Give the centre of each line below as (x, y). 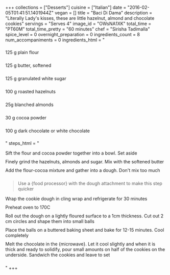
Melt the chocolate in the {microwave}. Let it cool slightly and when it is (80, 244)
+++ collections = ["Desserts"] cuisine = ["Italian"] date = (66, 7)
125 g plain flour (22, 52)
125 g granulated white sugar (36, 78)
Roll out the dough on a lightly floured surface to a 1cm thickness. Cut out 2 (84, 216)
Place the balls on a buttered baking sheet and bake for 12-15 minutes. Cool (85, 230)
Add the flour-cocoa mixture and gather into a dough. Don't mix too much (83, 170)
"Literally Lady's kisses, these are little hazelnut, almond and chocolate (80, 18)
